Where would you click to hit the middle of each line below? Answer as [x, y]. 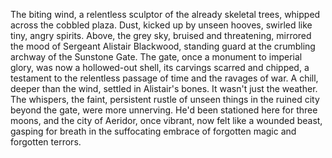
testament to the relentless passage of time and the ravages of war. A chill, [164, 78]
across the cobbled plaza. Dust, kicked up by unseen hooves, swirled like [161, 25]
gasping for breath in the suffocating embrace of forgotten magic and [153, 131]
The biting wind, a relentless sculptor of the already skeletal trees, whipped [165, 14]
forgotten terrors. [46, 142]
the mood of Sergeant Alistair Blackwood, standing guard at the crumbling [163, 46]
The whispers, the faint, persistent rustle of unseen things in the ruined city [165, 99]
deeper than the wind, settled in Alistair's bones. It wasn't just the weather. [164, 88]
